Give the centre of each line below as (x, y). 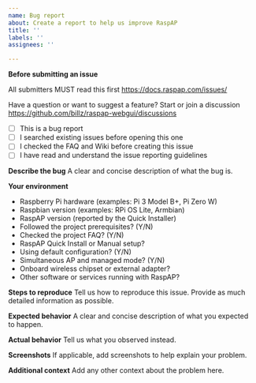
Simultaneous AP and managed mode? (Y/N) (92, 261)
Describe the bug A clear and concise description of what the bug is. (121, 171)
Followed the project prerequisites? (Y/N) (86, 227)
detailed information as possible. (61, 301)
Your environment (38, 186)
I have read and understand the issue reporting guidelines (113, 156)
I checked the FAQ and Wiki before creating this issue (106, 146)
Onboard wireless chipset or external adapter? (95, 268)
